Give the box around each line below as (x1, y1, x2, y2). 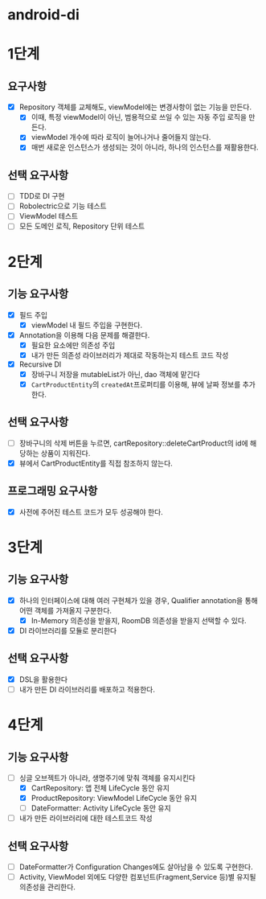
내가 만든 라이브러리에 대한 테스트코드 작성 (18, 814, 153, 823)
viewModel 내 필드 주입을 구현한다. (31, 320, 142, 330)
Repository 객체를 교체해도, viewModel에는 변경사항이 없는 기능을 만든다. (18, 102, 252, 112)
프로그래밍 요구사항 (7, 484, 98, 498)
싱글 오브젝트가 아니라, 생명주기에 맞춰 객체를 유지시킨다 (18, 773, 196, 782)
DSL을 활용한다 (18, 674, 68, 684)
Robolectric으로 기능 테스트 (18, 201, 107, 211)
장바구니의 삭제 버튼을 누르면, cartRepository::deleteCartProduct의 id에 (18, 438, 248, 448)
